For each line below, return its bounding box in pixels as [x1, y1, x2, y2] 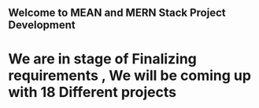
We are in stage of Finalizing [8, 50, 197, 67]
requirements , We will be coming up [8, 67, 252, 85]
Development [8, 19, 76, 32]
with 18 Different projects [8, 83, 177, 101]
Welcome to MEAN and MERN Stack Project [8, 6, 226, 20]
